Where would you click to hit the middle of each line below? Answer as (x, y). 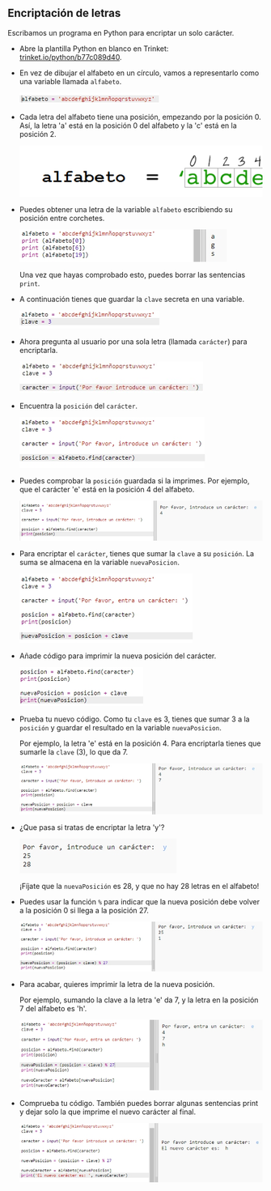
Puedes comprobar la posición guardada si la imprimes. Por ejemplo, (134, 480)
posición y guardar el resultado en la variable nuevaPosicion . (120, 727)
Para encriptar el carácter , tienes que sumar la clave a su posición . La (137, 553)
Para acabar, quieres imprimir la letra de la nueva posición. (117, 984)
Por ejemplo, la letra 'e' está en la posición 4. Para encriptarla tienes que (140, 743)
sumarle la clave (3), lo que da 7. (74, 751)
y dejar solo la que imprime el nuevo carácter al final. (107, 1112)
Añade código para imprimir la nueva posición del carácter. (118, 656)
